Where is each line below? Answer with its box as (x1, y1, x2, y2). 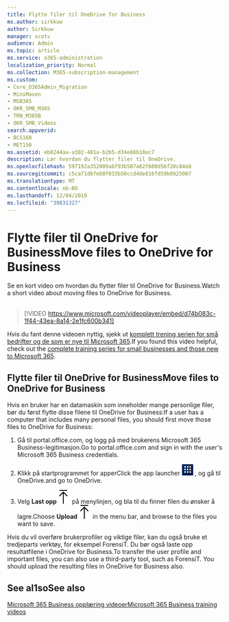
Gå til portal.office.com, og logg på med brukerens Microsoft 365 (16, 436, 201, 444)
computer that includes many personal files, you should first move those (7, 415, 211, 424)
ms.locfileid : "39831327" (7, 199, 81, 206)
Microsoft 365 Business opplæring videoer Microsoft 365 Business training (7, 600, 217, 608)
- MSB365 (7, 98, 32, 105)
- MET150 (7, 141, 32, 148)
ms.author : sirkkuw (7, 18, 63, 25)
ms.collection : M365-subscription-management (7, 69, 139, 76)
